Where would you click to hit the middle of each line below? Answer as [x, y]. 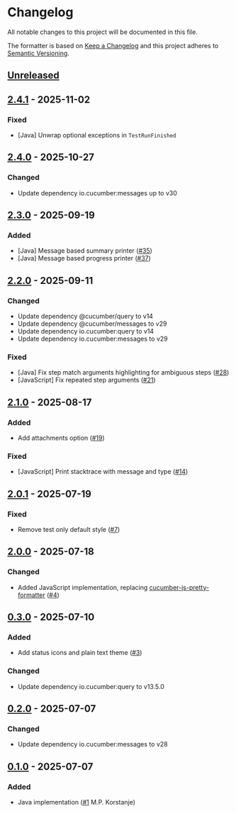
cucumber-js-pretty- [179, 587]
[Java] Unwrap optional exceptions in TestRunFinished [97, 135]
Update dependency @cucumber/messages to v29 [92, 324]
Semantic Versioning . [38, 53]
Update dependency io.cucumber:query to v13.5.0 [91, 686]
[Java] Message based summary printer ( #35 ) [85, 251]
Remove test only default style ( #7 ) [69, 530]
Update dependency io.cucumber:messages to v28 [92, 744]
